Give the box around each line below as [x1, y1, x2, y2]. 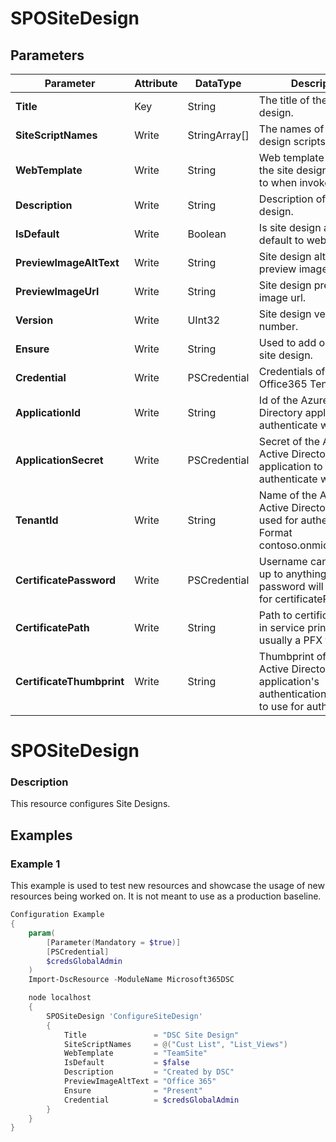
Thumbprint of [258, 650, 327, 663]
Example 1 [10, 857, 61, 871]
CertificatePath [15, 621, 90, 634]
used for [258, 513, 299, 527]
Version [15, 313, 54, 327]
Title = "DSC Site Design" [63, 1030, 240, 1040]
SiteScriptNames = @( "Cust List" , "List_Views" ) [63, 1039, 288, 1049]
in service [258, 621, 305, 634]
